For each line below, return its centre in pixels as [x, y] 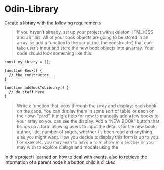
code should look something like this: [54, 53]
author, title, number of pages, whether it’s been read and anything [84, 132]
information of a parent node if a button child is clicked [60, 162]
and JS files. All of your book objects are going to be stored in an [82, 37]
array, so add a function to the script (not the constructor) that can [84, 42]
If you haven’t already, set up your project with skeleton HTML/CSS [85, 32]
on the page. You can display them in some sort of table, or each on [85, 111]
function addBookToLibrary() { [37, 88]
